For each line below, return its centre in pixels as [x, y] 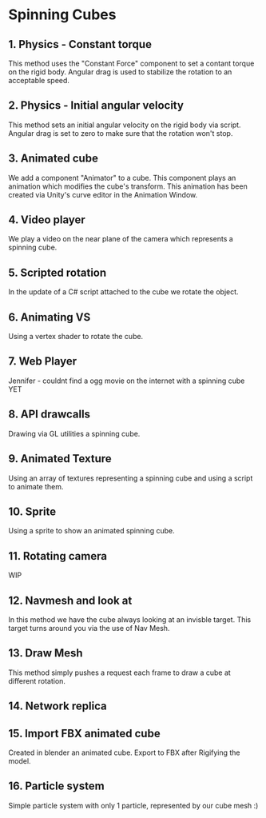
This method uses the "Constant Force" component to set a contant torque [131, 63]
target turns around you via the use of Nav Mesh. [89, 628]
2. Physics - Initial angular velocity [96, 106]
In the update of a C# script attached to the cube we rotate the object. [123, 292]
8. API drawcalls [49, 415]
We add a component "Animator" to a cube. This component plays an [122, 178]
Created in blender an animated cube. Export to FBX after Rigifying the [125, 752]
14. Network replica [58, 706]
